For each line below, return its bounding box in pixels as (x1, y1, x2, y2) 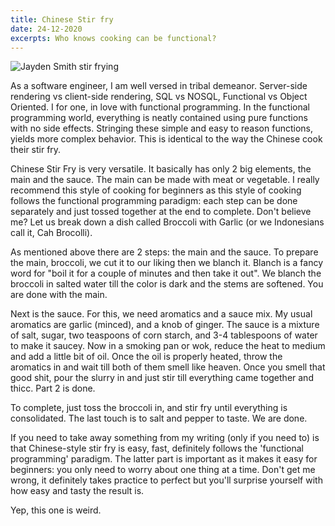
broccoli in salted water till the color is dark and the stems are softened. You (10, 278, 324, 290)
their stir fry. (10, 144, 62, 156)
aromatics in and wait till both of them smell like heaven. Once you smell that (10, 361, 326, 373)
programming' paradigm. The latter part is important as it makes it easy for (10, 453, 318, 465)
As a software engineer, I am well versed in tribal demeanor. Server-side (10, 80, 308, 92)
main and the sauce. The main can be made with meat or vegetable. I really (10, 174, 320, 186)
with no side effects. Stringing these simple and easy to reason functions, (10, 122, 314, 135)
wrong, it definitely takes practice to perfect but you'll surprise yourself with (10, 474, 323, 486)
